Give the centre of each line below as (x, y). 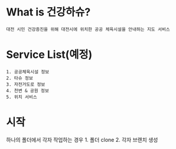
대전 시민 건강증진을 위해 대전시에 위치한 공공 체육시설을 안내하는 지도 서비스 (88, 29)
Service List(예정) (49, 55)
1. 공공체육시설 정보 (28, 72)
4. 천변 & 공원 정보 (27, 90)
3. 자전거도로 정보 (26, 84)
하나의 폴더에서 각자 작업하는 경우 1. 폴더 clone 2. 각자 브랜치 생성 (82, 140)
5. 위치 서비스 (22, 97)
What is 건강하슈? (48, 12)
